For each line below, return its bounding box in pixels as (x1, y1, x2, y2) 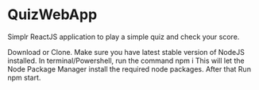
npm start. (7, 72, 41, 82)
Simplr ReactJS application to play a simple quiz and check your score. (7, 32, 240, 41)
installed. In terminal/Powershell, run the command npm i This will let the (7, 56, 245, 65)
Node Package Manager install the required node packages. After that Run (7, 64, 252, 73)
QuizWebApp (7, 6, 98, 24)
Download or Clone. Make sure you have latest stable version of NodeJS (7, 47, 245, 57)
